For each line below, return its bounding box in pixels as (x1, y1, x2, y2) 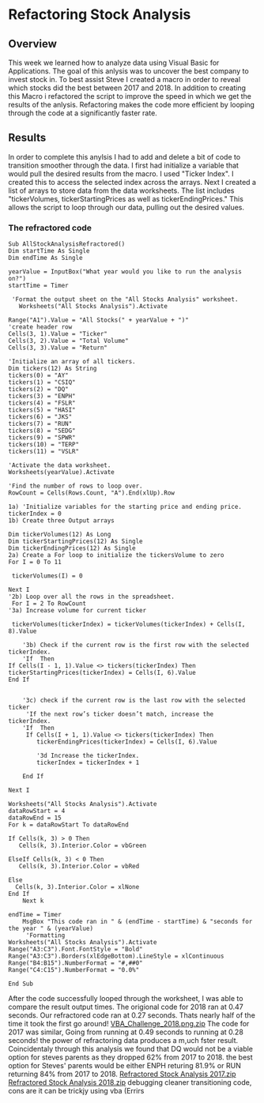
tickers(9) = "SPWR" (8, 434, 77, 442)
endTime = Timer (8, 911, 62, 919)
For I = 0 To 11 (8, 559, 62, 567)
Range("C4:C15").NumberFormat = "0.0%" (8, 966, 140, 974)
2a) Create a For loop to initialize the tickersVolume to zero (8, 551, 224, 559)
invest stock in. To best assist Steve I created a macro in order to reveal (8, 75, 241, 84)
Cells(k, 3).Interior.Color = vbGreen (18, 841, 147, 850)
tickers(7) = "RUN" (8, 420, 73, 428)
